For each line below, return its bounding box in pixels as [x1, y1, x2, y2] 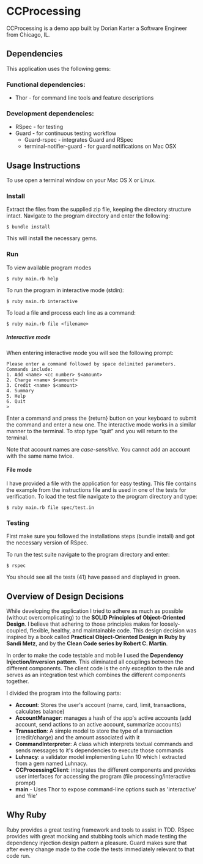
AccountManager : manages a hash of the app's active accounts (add [15, 714, 191, 722]
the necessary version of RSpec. [6, 539, 89, 546]
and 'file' [15, 793, 38, 800]
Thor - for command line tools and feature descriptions [15, 94, 154, 101]
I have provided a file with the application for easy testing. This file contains [6, 480, 197, 487]
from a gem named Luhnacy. [15, 760, 88, 767]
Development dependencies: [6, 109, 94, 117]
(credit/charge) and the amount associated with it [15, 734, 140, 741]
